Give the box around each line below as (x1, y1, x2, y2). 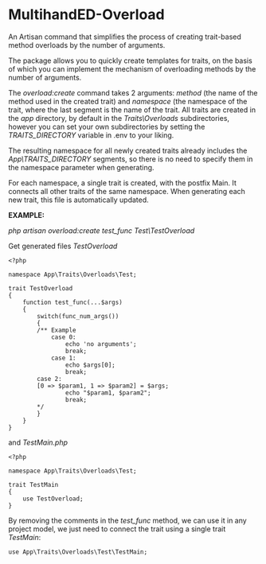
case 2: (37, 375, 62, 383)
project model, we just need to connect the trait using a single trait (8, 523, 226, 534)
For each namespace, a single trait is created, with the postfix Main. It (8, 177, 237, 188)
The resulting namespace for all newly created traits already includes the (8, 146, 248, 155)
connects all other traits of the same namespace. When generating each (8, 186, 245, 196)
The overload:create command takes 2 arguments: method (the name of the (8, 88, 258, 97)
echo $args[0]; (65, 360, 115, 369)
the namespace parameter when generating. (8, 162, 155, 172)
